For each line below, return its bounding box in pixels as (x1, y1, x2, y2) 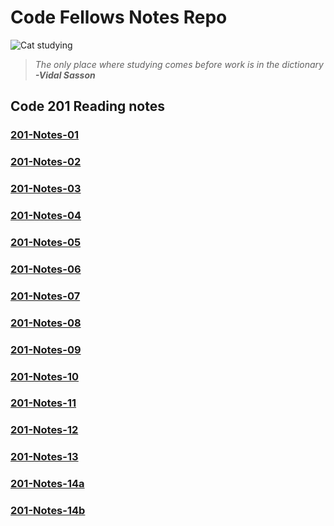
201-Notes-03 (10, 182, 82, 196)
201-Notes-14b (10, 504, 86, 518)
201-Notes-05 (10, 235, 82, 249)
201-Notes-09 (10, 342, 82, 356)
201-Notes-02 (10, 155, 82, 169)
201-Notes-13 (10, 450, 79, 464)
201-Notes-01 (10, 128, 80, 142)
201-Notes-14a (10, 477, 85, 491)
